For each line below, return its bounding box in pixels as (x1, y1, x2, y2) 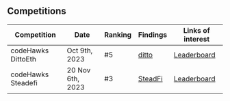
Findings (138, 30, 168, 40)
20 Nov (66, 65, 91, 74)
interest (183, 34, 210, 44)
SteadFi (138, 74, 163, 83)
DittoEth (10, 54, 36, 63)
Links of (183, 25, 210, 35)
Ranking (103, 30, 132, 40)
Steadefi (10, 78, 38, 87)
